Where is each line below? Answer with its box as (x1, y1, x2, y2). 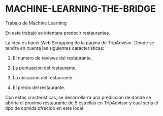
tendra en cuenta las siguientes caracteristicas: (5, 45, 105, 51)
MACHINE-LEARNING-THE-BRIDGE (5, 3, 156, 15)
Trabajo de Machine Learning (5, 20, 67, 26)
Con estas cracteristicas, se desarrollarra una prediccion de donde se (5, 94, 151, 100)
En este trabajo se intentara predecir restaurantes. (5, 30, 111, 36)
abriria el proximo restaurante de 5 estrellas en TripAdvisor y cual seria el (5, 100, 158, 106)
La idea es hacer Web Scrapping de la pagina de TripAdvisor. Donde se (5, 39, 154, 46)
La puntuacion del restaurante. (12, 65, 77, 71)
